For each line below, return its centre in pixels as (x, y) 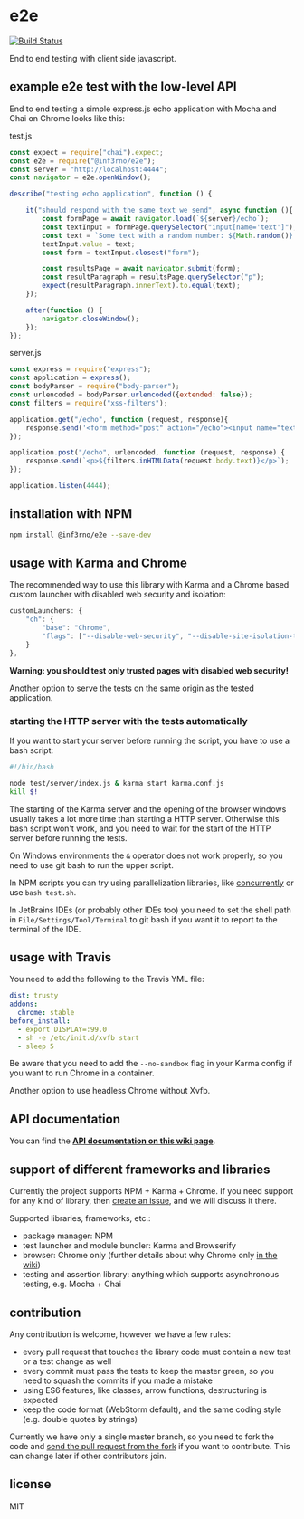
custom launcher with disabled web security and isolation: (118, 595)
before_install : (40, 1021)
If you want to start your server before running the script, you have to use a (150, 740)
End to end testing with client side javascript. (93, 58)
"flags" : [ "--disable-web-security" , (113, 636)
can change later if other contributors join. (88, 1456)
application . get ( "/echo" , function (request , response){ (119, 419)
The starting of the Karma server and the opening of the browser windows (148, 809)
